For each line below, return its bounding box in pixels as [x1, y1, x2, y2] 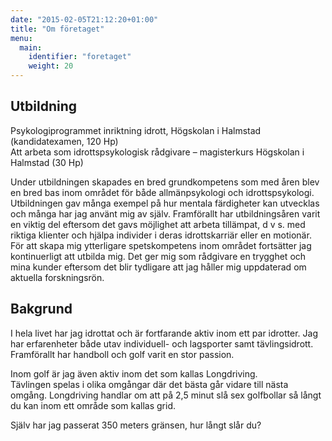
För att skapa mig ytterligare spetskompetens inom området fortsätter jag [10, 239, 312, 251]
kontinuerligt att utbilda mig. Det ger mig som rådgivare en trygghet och [10, 250, 307, 262]
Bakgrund [10, 301, 73, 318]
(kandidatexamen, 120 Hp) [10, 135, 119, 147]
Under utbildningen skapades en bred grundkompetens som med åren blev [10, 176, 320, 188]
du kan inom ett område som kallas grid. [10, 399, 177, 411]
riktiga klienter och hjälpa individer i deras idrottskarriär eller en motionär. [10, 229, 312, 241]
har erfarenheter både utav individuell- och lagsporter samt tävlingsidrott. [10, 337, 314, 350]
